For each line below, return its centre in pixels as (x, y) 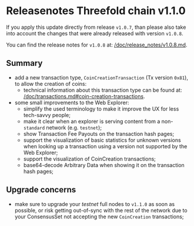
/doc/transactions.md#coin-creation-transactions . (84, 96)
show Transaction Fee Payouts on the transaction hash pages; (99, 134)
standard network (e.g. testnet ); (62, 127)
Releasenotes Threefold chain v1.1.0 (96, 11)
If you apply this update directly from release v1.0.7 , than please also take (96, 27)
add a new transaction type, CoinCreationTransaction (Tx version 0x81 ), (101, 77)
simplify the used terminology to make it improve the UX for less (101, 109)
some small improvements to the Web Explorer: (72, 102)
